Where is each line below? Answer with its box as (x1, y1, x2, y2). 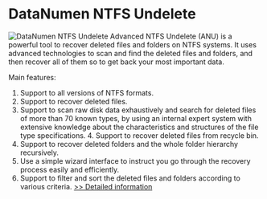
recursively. (19, 148, 59, 157)
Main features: (8, 72, 56, 82)
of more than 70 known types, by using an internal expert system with (19, 113, 252, 123)
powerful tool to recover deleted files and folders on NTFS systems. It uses (8, 39, 257, 49)
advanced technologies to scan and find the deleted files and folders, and (8, 48, 253, 58)
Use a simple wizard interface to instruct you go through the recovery (19, 156, 251, 165)
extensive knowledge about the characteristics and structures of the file (19, 122, 259, 132)
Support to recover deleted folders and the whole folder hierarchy (19, 139, 239, 148)
